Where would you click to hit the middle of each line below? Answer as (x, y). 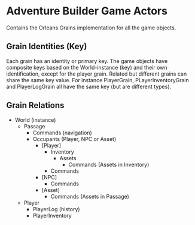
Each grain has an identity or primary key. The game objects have (87, 61)
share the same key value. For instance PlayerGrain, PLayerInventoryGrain (98, 80)
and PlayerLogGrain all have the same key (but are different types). (89, 86)
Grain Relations (35, 105)
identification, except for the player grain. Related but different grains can (97, 74)
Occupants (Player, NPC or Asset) (74, 139)
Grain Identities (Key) (47, 46)
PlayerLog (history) (56, 209)
